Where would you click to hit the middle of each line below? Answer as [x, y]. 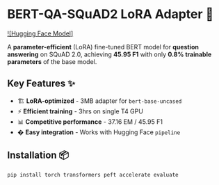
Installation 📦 [38, 155]
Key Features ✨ [41, 84]
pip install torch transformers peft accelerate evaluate [93, 175]
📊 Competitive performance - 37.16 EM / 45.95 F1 [90, 122]
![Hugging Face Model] [40, 33]
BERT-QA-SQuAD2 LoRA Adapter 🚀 [111, 14]
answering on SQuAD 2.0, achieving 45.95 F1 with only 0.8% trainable [109, 54]
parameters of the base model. [52, 61]
